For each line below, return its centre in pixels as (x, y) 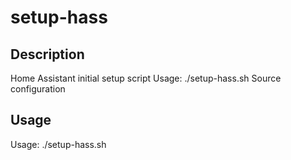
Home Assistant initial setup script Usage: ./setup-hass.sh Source (146, 78)
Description (47, 54)
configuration (38, 89)
